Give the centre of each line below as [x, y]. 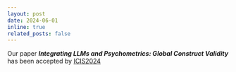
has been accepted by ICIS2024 [54, 61]
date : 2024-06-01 [33, 20]
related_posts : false [39, 34]
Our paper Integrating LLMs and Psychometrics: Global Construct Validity [118, 54]
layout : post [26, 14]
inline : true [26, 27]
